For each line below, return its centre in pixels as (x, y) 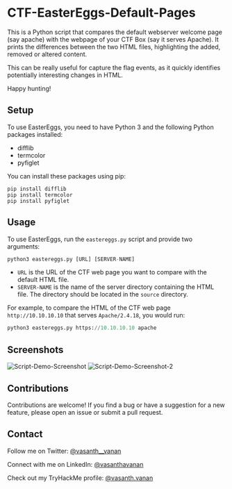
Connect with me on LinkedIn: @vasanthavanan (75, 464)
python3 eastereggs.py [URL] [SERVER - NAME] (71, 259)
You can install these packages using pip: (67, 176)
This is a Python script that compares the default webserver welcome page (115, 32)
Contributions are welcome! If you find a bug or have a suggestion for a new (116, 405)
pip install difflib (37, 189)
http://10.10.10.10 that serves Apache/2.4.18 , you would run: (96, 315)
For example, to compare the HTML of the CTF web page (89, 308)
